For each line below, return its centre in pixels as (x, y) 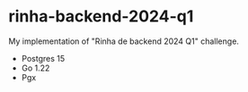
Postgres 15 (43, 58)
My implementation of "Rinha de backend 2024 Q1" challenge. (124, 41)
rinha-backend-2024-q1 (101, 17)
